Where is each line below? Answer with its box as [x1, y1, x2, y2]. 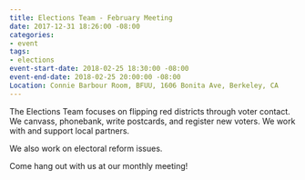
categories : [9, 30, 55, 39]
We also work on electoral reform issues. [9, 143, 163, 154]
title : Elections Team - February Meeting [9, 13, 173, 23]
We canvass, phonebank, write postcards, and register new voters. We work [9, 115, 296, 126]
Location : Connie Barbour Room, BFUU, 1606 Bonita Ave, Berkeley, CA [9, 81, 280, 90]
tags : [9, 47, 30, 56]
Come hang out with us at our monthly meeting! [9, 160, 188, 171]
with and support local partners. [9, 125, 130, 136]
